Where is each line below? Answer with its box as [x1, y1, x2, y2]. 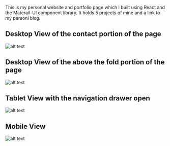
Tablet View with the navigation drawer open [5, 94, 150, 103]
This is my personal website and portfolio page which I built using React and [5, 5, 165, 10]
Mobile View [5, 122, 46, 131]
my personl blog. [5, 15, 41, 21]
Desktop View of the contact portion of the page [5, 30, 161, 39]
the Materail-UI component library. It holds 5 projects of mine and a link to [5, 10, 160, 16]
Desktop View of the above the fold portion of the [5, 58, 165, 66]
